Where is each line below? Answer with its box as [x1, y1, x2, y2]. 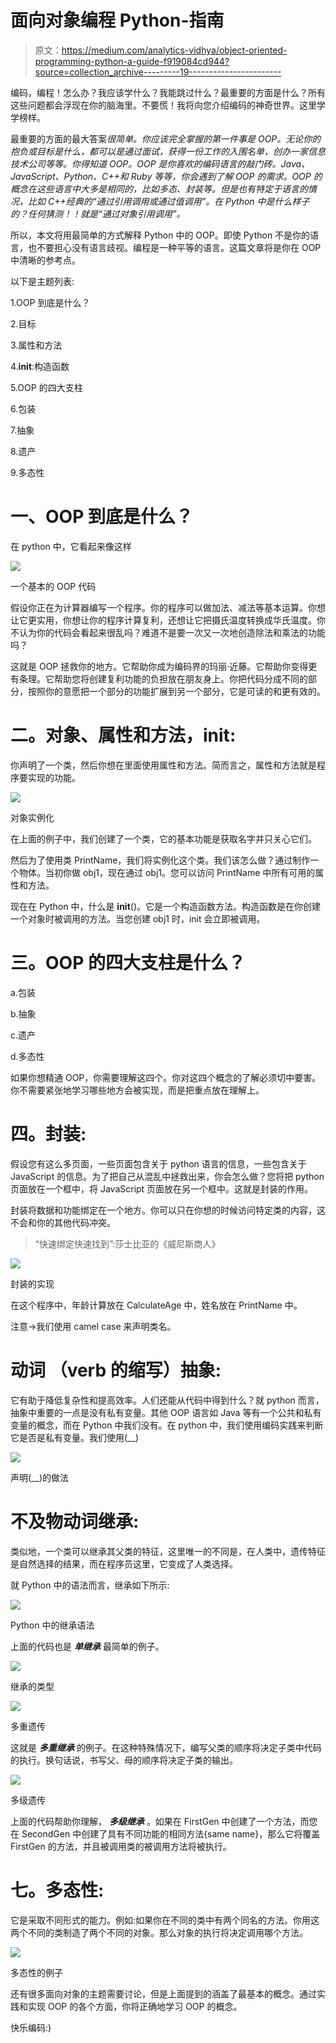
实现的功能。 [27, 771, 81, 783]
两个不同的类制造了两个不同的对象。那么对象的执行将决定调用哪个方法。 [10, 1926, 308, 1938]
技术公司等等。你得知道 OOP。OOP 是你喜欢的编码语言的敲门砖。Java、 [10, 157, 311, 170]
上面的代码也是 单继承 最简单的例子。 [10, 1640, 165, 1652]
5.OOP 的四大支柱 [10, 381, 83, 393]
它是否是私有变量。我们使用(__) [10, 1431, 139, 1443]
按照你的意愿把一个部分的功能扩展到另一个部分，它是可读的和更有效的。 [27, 685, 326, 697]
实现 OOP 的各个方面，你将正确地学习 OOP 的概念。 [27, 2000, 243, 2012]
